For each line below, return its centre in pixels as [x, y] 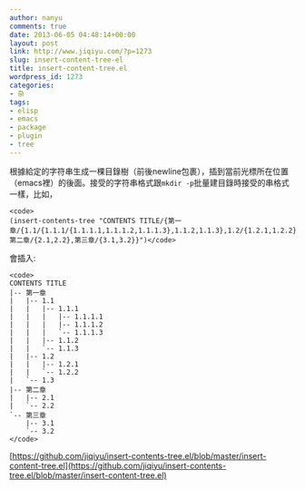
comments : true [38, 26]
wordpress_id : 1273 [46, 77]
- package [28, 128]
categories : [32, 85]
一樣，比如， [33, 194]
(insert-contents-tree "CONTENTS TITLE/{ [89, 220]
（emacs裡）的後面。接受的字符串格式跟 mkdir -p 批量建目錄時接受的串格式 [149, 182]
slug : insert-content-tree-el [67, 60]
